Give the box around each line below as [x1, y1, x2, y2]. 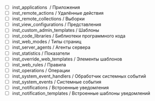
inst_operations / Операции [12, 67, 70, 73]
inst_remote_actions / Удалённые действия [12, 10, 104, 16]
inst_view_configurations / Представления [12, 21, 102, 27]
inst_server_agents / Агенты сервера [12, 44, 91, 50]
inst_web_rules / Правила [12, 61, 66, 68]
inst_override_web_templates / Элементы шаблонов [12, 56, 123, 62]
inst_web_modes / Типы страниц [12, 39, 82, 45]
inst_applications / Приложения [12, 5, 81, 10]
